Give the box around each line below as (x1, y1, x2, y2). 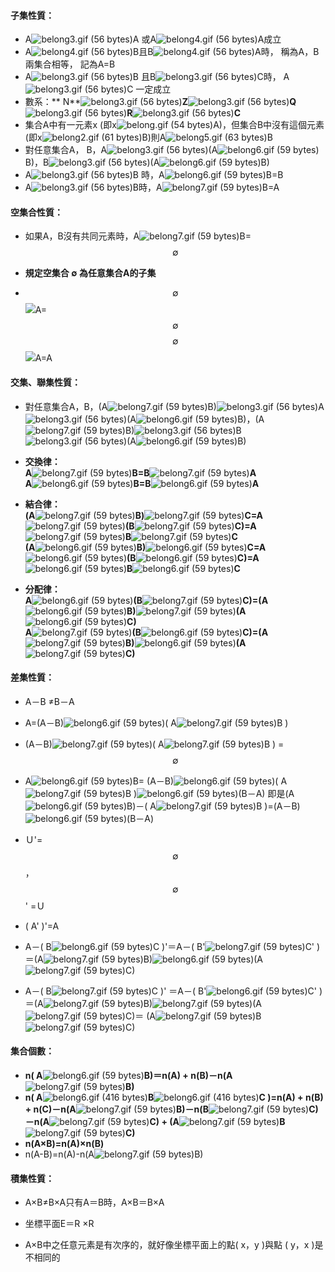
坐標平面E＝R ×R (24, 1218, 95, 1230)
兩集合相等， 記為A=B (24, 58, 116, 70)
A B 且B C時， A (24, 71, 290, 83)
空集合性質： (10, 206, 63, 218)
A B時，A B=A (24, 181, 280, 194)
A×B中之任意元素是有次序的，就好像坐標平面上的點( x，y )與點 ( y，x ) (24, 1239, 315, 1251)
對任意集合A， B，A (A (24, 144, 218, 156)
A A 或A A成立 (24, 33, 282, 45)
